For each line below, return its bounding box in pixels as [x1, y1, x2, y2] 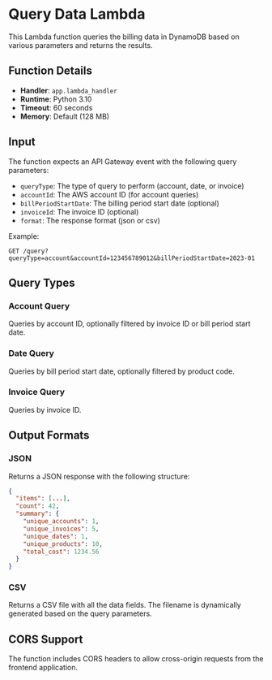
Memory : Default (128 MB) [19, 111, 110, 121]
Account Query [8, 300, 70, 311]
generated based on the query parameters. [8, 609, 152, 618]
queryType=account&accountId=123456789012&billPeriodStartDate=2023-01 [8, 253, 255, 262]
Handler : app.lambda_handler [19, 85, 117, 95]
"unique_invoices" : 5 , [23, 525, 100, 533]
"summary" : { [15, 509, 60, 518]
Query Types [8, 275, 75, 289]
